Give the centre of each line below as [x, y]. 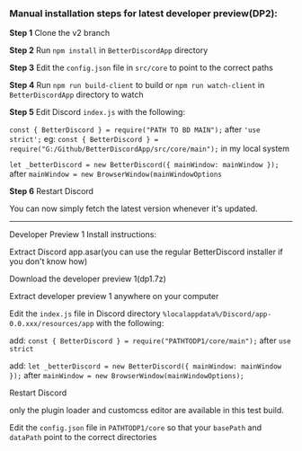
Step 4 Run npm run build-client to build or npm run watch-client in [137, 85]
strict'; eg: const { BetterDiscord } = [84, 139]
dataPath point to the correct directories [83, 438]
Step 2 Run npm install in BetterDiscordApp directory [109, 50]
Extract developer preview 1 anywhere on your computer [114, 296]
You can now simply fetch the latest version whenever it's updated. [133, 208]
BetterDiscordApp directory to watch [76, 95]
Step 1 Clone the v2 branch [60, 33]
